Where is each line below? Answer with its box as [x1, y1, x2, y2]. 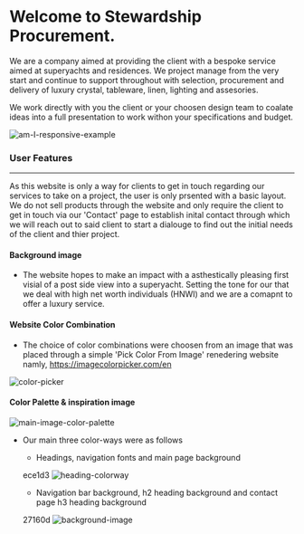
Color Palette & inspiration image [9, 396, 136, 408]
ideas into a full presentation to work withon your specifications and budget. [9, 111, 294, 122]
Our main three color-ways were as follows [22, 434, 184, 445]
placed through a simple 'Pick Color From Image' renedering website [22, 348, 279, 359]
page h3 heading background [35, 496, 147, 508]
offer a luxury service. [22, 299, 106, 310]
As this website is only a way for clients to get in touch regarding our [9, 181, 265, 192]
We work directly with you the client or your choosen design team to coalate [9, 101, 294, 112]
